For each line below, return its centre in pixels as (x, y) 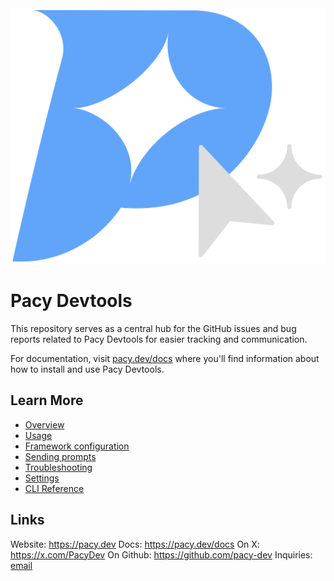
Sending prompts (60, 456)
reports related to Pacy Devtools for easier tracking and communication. (159, 339)
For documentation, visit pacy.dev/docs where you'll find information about (165, 358)
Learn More (47, 400)
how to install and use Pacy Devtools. (87, 369)
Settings (42, 478)
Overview (44, 424)
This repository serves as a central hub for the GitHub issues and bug (153, 328)
